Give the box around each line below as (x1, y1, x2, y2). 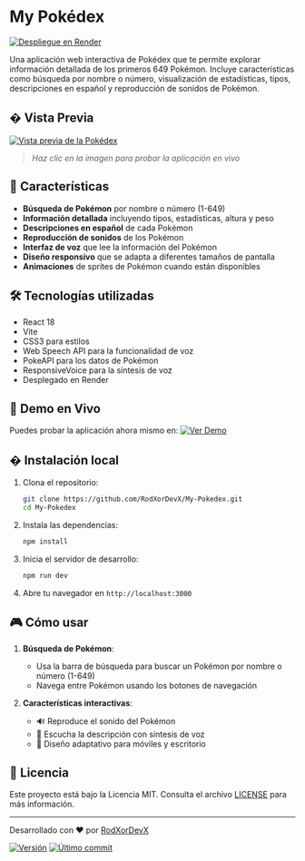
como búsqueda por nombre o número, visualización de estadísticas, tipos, (9, 73, 291, 83)
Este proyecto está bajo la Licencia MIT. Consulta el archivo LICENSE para (9, 789, 288, 800)
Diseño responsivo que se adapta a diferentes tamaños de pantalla (22, 251, 275, 262)
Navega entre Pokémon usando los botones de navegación (35, 680, 257, 691)
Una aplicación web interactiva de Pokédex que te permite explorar (9, 54, 261, 64)
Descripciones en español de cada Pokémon (22, 222, 193, 233)
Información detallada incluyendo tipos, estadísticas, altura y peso (22, 212, 274, 223)
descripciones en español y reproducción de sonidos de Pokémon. (9, 83, 261, 93)
